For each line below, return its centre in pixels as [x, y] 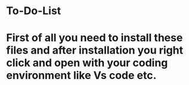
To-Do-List [34, 11]
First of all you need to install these [94, 38]
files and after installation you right [95, 50]
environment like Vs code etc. [81, 76]
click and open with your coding [87, 63]
